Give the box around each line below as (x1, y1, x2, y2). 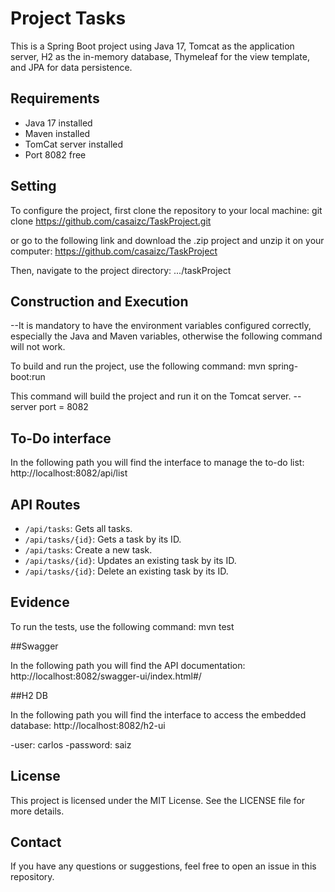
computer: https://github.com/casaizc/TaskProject (10, 245, 218, 257)
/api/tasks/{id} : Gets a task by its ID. (24, 533, 182, 545)
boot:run (10, 371, 46, 383)
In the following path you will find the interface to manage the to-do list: (10, 457, 305, 469)
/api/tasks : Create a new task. (24, 544, 153, 556)
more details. (10, 805, 65, 817)
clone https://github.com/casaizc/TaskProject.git (10, 215, 212, 227)
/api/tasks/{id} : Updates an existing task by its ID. (24, 555, 237, 566)
